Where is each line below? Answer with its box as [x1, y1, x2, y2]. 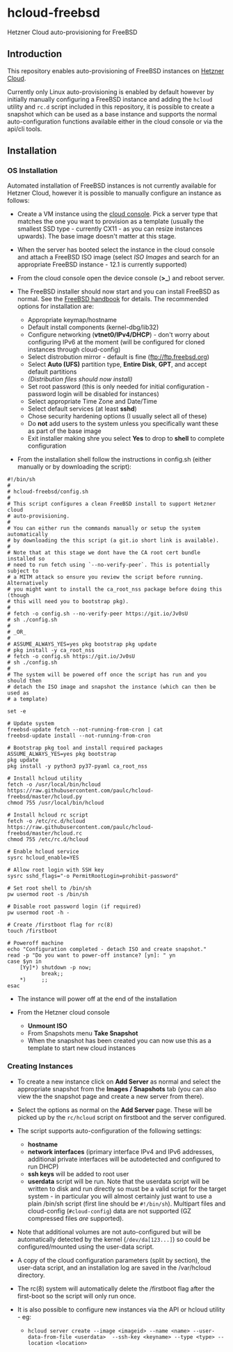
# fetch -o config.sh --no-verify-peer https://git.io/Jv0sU [7, 610, 188, 618]
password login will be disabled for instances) [27, 390, 160, 398]
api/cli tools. [7, 124, 42, 133]
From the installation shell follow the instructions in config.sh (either [17, 455, 212, 464]
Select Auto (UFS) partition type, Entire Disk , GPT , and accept [27, 360, 207, 369]
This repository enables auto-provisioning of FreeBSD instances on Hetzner [7, 66, 225, 75]
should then [7, 678, 42, 685]
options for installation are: [17, 302, 94, 311]
